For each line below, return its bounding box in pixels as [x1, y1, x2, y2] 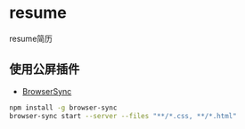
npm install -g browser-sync [9, 103, 118, 112]
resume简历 [9, 33, 53, 44]
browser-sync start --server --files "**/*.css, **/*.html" [9, 111, 238, 120]
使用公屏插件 [9, 61, 80, 77]
